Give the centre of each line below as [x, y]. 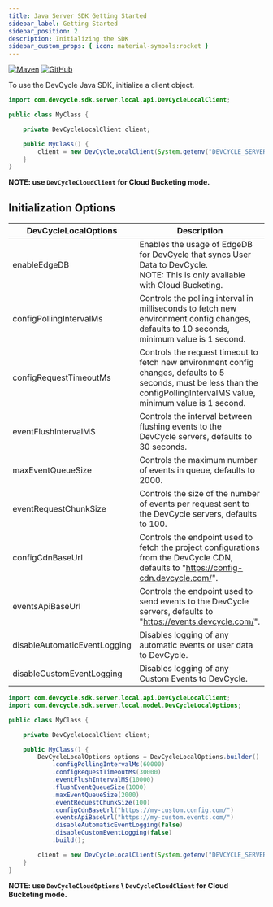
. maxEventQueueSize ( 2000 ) [95, 795]
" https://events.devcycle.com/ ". [200, 621]
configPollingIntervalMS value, [197, 393]
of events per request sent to [195, 504]
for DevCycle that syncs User [195, 255]
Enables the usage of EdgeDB [196, 245]
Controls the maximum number [198, 460]
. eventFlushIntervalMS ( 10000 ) [103, 780]
